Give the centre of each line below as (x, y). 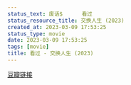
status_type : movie (36, 34)
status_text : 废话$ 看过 (50, 14)
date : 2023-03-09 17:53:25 (47, 40)
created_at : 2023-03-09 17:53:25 (57, 27)
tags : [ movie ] (28, 47)
